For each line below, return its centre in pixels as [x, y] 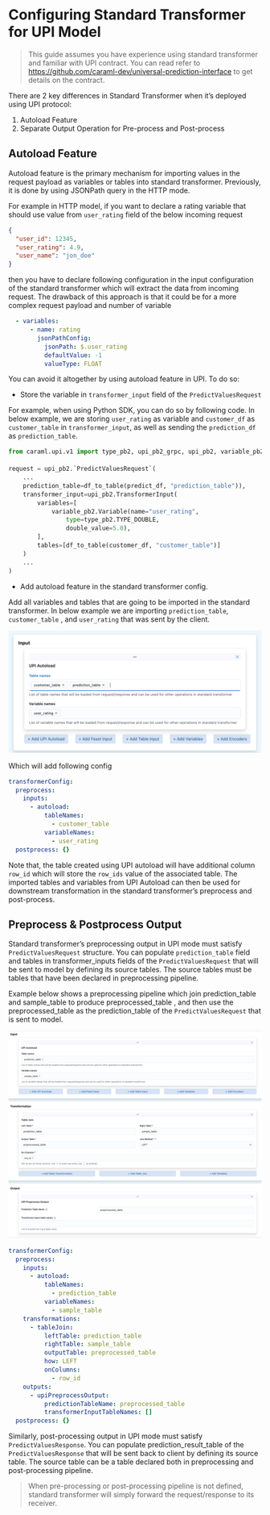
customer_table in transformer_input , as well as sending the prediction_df [132, 427]
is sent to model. [36, 1020]
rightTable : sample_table [87, 1344]
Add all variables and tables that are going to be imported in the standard [129, 601]
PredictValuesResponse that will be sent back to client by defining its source [133, 1454]
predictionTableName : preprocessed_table [114, 1404]
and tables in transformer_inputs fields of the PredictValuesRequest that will [133, 961]
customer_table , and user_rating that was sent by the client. [109, 619]
